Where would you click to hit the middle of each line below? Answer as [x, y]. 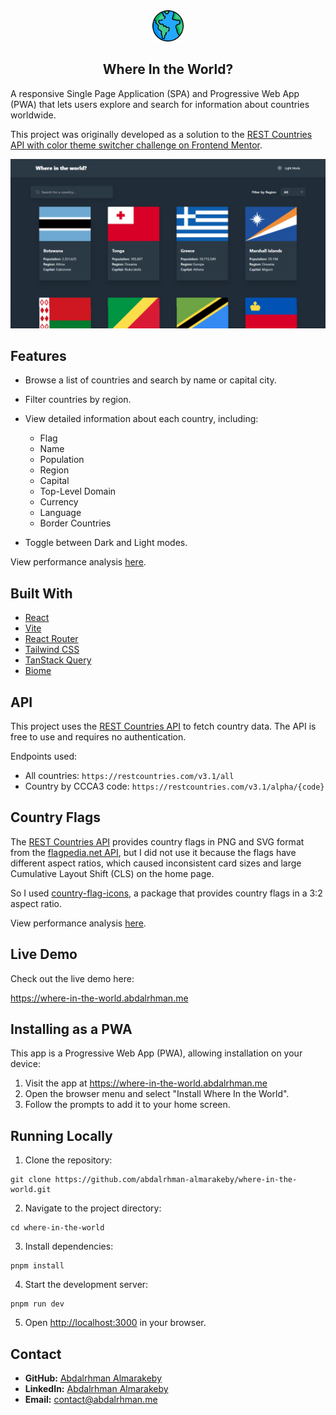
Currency [59, 502]
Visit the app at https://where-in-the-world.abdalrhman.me [146, 1083]
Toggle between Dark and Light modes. [106, 543]
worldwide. [33, 115]
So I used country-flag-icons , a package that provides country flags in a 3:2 [166, 893]
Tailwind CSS [52, 650]
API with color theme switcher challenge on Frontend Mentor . [136, 145]
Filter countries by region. [78, 400]
